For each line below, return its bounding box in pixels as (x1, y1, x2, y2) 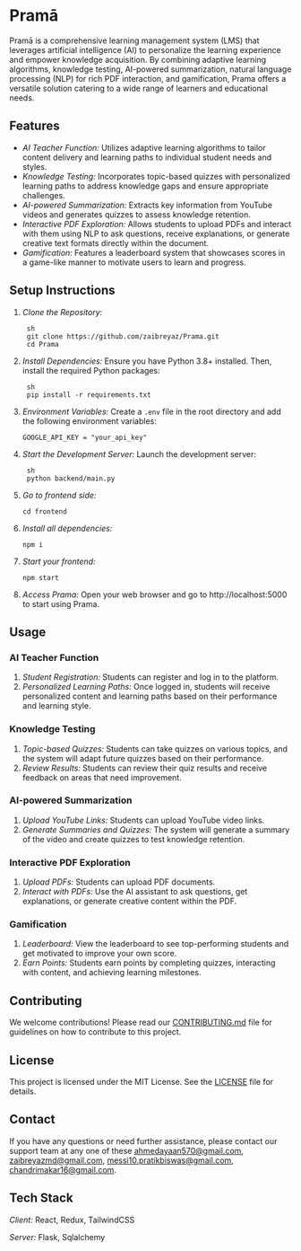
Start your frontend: (21, 556, 96, 567)
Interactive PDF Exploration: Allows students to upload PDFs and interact (21, 218, 292, 229)
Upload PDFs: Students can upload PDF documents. (21, 877, 216, 887)
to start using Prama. (21, 598, 100, 609)
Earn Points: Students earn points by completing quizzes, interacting (21, 957, 276, 968)
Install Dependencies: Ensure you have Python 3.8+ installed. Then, (21, 356, 272, 366)
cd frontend (21, 507, 67, 516)
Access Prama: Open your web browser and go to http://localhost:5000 (21, 589, 288, 600)
